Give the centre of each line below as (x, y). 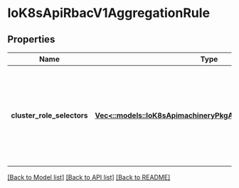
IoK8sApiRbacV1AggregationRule (109, 13)
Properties (31, 39)
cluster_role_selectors (49, 115)
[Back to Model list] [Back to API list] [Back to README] (89, 177)
